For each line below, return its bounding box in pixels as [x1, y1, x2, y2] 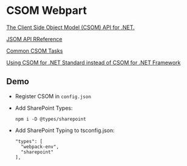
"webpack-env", [21, 144, 59, 150]
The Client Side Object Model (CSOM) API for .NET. [6, 24, 135, 31]
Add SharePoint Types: [15, 104, 73, 111]
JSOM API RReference [6, 35, 63, 42]
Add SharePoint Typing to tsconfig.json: [15, 127, 115, 134]
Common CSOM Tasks [6, 47, 63, 55]
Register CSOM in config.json [15, 92, 91, 100]
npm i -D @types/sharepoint [15, 116, 86, 122]
